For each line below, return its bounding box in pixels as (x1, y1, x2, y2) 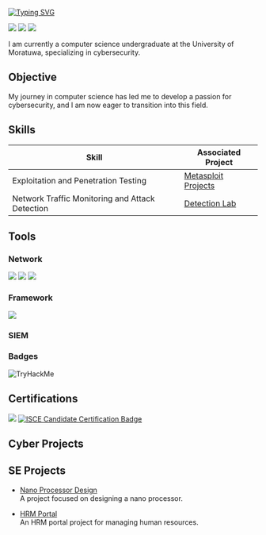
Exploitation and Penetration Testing (12, 175, 146, 186)
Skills (8, 123, 36, 137)
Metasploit (184, 170, 224, 181)
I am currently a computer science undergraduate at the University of (8, 40, 235, 48)
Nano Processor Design (19, 485, 97, 495)
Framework (8, 292, 53, 303)
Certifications (8, 392, 78, 406)
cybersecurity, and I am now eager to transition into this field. (8, 100, 208, 110)
